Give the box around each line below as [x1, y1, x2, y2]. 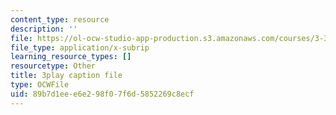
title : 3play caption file [10, 71, 123, 81]
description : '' [10, 24, 78, 34]
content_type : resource [10, 14, 110, 25]
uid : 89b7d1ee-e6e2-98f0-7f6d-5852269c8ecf [10, 89, 195, 99]
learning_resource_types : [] [10, 52, 132, 62]
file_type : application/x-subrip [10, 42, 150, 53]
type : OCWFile [10, 80, 70, 90]
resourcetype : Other [10, 61, 97, 71]
